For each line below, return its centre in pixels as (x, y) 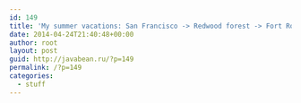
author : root (34, 43)
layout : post (34, 51)
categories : (31, 76)
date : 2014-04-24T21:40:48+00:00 (72, 34)
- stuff (32, 84)
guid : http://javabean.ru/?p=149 (72, 59)
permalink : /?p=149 (46, 68)
